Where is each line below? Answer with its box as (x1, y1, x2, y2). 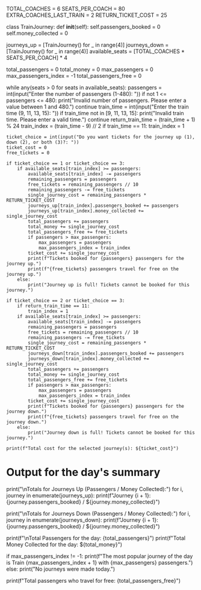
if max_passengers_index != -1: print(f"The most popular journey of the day (6, 552, 193, 560)
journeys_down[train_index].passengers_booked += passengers (28, 351, 185, 357)
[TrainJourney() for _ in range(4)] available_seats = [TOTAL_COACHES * (6, 48, 185, 55)
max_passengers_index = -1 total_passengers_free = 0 (6, 72, 142, 79)
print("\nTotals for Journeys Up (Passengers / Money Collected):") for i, (6, 485, 184, 492)
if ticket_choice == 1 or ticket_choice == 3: (6, 160, 125, 167)
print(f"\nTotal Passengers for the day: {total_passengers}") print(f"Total (6, 534, 185, 542)
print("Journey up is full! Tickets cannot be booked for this (28, 282, 190, 288)
